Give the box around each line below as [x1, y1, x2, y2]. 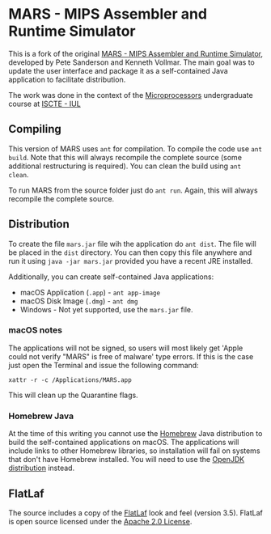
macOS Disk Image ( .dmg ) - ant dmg [19, 296, 138, 306]
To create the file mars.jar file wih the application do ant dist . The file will [8, 239, 256, 248]
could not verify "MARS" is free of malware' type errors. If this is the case [8, 351, 254, 361]
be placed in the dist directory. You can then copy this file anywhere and [8, 248, 252, 257]
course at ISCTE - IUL [8, 99, 81, 108]
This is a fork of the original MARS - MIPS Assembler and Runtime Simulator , [8, 49, 263, 58]
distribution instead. [8, 463, 75, 473]
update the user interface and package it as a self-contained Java [8, 66, 228, 75]
